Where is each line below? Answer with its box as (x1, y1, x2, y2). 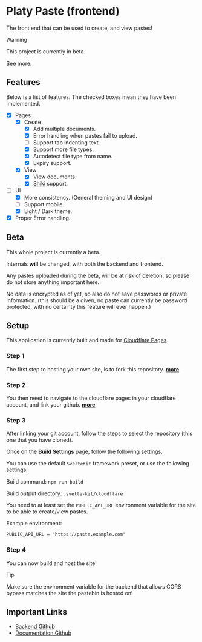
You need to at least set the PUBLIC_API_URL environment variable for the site (6, 502, 197, 509)
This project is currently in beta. (6, 47, 86, 55)
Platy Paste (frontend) (6, 4, 120, 18)
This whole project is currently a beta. (6, 248, 101, 255)
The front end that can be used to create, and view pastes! (6, 24, 152, 32)
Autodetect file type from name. (33, 153, 113, 160)
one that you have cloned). (6, 436, 73, 444)
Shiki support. (33, 180, 68, 188)
